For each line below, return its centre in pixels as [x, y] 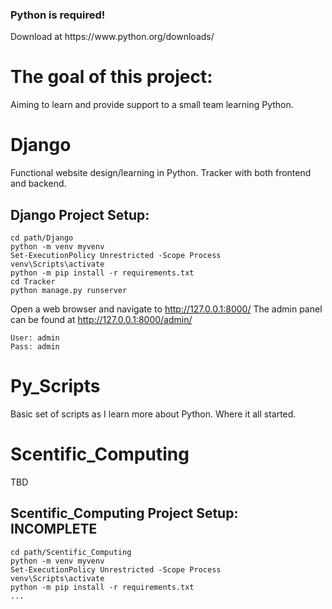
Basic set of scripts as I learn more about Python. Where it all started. [153, 414]
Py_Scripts [55, 386]
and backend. [38, 184]
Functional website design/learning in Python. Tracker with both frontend [161, 173]
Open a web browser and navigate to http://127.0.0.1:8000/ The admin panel [166, 309]
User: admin [35, 338]
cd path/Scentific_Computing [71, 552]
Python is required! [58, 15]
